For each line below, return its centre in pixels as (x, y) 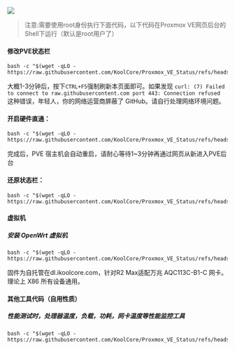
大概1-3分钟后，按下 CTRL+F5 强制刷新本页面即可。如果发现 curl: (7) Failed (116, 86)
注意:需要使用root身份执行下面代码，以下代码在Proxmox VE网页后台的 (125, 25)
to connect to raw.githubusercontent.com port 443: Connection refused (114, 94)
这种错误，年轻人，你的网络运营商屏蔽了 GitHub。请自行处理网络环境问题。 (116, 101)
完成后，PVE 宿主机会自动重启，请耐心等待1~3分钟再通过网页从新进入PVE (114, 154)
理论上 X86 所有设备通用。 (45, 281)
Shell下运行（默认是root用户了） (71, 34)
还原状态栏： (26, 180)
